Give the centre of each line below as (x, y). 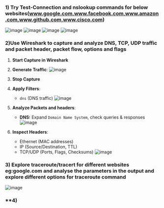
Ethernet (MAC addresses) (46, 141)
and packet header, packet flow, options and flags (66, 49)
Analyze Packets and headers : (44, 108)
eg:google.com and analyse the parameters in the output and (80, 171)
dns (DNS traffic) (36, 98)
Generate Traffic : (30, 69)
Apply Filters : (26, 89)
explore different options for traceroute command (66, 177)
